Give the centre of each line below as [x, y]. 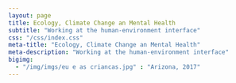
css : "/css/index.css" [46, 38]
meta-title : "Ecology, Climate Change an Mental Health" [104, 45]
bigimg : [21, 60]
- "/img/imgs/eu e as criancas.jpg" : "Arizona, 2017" [108, 67]
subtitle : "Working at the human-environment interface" [104, 30]
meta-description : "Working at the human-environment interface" [118, 52]
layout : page [30, 15]
